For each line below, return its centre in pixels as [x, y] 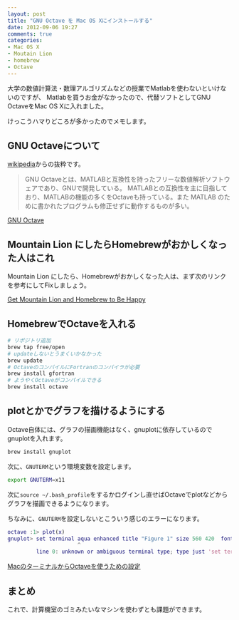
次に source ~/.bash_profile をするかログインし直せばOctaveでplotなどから [118, 494]
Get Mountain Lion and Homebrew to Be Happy [76, 299]
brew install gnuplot [39, 452]
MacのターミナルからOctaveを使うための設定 [74, 567]
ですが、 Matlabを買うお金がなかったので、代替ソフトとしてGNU [115, 97]
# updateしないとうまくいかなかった [54, 353]
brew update [25, 361]
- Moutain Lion [30, 54]
